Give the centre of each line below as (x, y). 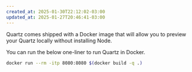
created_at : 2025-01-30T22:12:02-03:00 (56, 12)
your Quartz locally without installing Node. (59, 40)
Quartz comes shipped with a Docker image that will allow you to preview (96, 34)
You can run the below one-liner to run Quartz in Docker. (76, 52)
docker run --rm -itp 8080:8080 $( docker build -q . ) (75, 63)
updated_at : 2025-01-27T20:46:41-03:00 (56, 17)
